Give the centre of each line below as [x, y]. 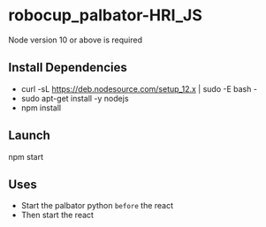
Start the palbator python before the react [97, 206]
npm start [26, 156]
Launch [29, 136]
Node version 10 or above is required [76, 40]
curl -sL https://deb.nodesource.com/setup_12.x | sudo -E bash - [139, 88]
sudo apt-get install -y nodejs [75, 98]
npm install [41, 108]
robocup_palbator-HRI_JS [105, 15]
